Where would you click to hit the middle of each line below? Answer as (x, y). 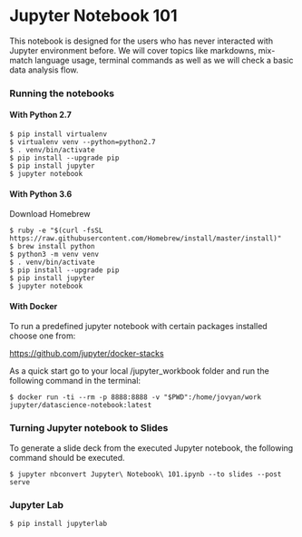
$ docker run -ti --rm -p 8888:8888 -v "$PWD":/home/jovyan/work (135, 397)
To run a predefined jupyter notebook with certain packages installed (138, 327)
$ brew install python (52, 247)
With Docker (34, 306)
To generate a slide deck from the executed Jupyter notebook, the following (151, 448)
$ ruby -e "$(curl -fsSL (56, 231)
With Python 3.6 (41, 194)
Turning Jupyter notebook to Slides (89, 428)
